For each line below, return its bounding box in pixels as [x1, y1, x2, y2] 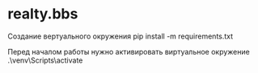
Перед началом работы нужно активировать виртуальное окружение [7, 47, 250, 56]
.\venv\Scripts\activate [7, 55, 83, 65]
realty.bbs [7, 5, 78, 23]
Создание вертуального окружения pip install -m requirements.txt [7, 31, 234, 41]
